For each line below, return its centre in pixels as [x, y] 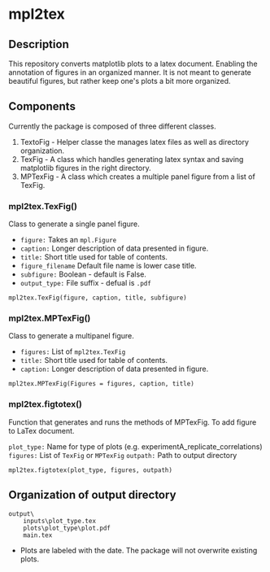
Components [42, 107]
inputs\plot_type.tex [59, 521]
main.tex [38, 535]
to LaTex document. [41, 430]
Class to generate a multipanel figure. [71, 336]
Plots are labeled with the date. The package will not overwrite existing [139, 550]
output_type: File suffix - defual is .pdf [86, 283]
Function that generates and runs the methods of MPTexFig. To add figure [133, 422]
